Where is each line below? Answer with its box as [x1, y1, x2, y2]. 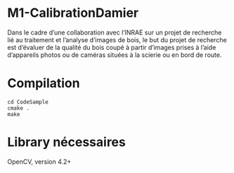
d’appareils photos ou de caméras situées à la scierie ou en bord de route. [7, 51, 222, 59]
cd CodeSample [7, 98, 49, 105]
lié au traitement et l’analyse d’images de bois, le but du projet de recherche [7, 35, 227, 44]
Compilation [7, 75, 80, 91]
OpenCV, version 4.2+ [7, 157, 72, 166]
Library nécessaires [7, 134, 126, 150]
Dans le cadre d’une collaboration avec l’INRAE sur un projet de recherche [7, 28, 222, 37]
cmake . [7, 104, 30, 112]
